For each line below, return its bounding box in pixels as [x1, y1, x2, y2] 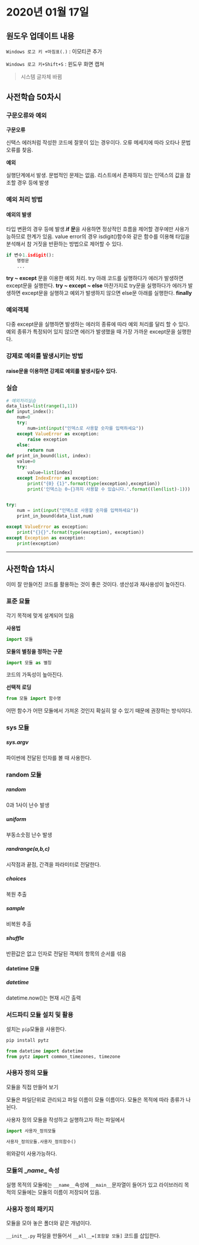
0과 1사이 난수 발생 [6, 801, 50, 809]
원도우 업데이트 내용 [6, 31, 75, 41]
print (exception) [17, 540, 60, 546]
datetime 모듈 [6, 964, 40, 972]
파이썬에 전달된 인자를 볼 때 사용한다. [6, 754, 92, 762]
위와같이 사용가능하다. [6, 1150, 57, 1157]
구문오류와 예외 [6, 111, 47, 120]
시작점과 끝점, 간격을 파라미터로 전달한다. [6, 861, 101, 868]
